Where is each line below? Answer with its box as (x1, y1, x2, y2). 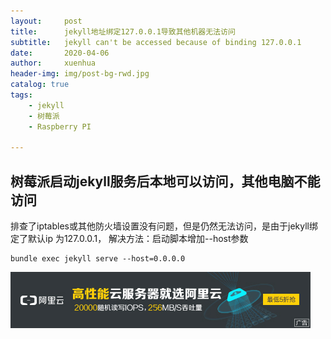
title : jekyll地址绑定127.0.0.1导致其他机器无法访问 (10, 26, 236, 37)
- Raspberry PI (28, 121, 92, 132)
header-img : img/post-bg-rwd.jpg (10, 69, 150, 79)
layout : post (10, 16, 83, 26)
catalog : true (10, 80, 70, 90)
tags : (10, 90, 33, 100)
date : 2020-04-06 (10, 48, 110, 58)
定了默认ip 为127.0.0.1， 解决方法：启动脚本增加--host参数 (10, 233, 249, 245)
